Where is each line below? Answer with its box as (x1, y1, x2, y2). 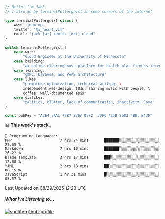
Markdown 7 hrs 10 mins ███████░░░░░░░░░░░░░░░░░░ (5, 146, 160, 151)
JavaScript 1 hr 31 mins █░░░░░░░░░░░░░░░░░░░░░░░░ (5, 172, 160, 177)
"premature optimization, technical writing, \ (23, 81, 122, 87)
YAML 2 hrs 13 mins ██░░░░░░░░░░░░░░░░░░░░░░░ (5, 164, 160, 169)
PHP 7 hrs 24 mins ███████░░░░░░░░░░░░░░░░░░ (5, 138, 160, 143)
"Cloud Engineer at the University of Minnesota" (23, 54, 126, 59)
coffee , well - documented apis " (23, 91, 87, 96)
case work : (14, 49, 36, 54)
